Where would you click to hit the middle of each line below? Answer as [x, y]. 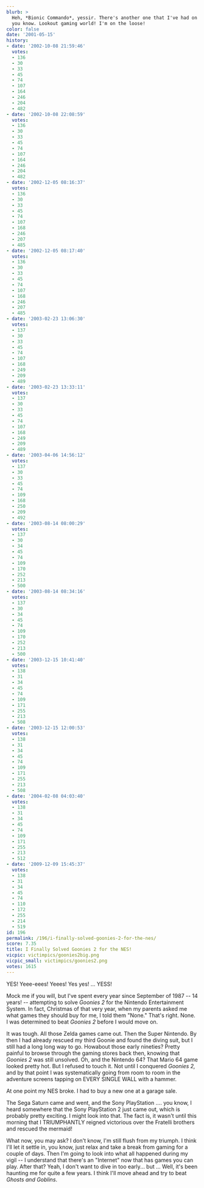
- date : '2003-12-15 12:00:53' [46, 728]
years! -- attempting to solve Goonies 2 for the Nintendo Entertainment [95, 1002]
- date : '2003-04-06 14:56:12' [46, 455]
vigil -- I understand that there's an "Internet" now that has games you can [100, 1160]
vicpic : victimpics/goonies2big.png [53, 955]
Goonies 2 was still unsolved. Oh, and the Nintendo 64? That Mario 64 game [102, 1059]
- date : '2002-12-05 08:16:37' [46, 183]
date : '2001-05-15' [31, 35]
